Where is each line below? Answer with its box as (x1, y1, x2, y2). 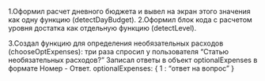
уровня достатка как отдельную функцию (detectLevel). (8, 24, 197, 32)
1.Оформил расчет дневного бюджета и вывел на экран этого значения (8, 7, 251, 16)
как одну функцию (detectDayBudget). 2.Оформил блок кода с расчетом (8, 15, 253, 24)
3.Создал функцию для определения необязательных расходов (8, 39, 224, 48)
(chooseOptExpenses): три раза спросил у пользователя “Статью (8, 47, 229, 56)
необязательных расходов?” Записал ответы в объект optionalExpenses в (8, 55, 258, 64)
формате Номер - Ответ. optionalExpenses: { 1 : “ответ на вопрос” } (8, 64, 235, 73)
